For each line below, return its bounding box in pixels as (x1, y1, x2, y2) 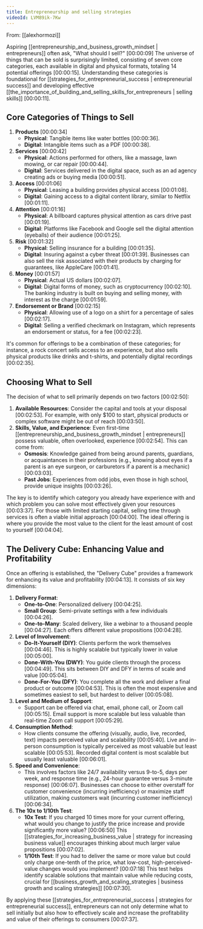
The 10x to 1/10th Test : (15, 807, 73, 814)
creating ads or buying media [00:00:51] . (24, 174, 126, 181)
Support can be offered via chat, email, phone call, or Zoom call (24, 704, 184, 711)
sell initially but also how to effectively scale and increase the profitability (6, 909, 189, 916)
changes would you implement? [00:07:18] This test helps (39, 865, 184, 872)
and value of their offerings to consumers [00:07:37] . (6, 915, 139, 923)
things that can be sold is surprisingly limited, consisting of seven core (6, 56, 182, 63)
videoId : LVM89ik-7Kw (6, 15, 61, 21)
